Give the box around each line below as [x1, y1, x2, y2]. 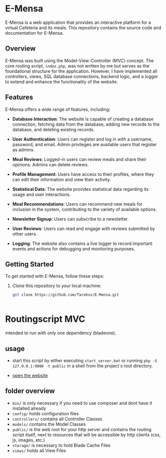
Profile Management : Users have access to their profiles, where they [12, 171, 155, 177]
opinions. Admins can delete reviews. [12, 161, 89, 167]
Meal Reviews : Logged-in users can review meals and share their [12, 156, 147, 162]
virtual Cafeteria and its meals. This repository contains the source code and [5, 24, 162, 30]
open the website [12, 373, 48, 378]
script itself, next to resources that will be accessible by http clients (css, [12, 432, 161, 438]
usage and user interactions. [12, 191, 71, 197]
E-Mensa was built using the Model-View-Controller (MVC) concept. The [5, 58, 154, 64]
